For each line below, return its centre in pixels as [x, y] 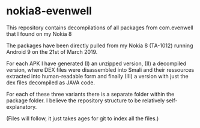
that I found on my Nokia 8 [39, 33]
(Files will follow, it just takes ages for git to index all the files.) [83, 118]
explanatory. [22, 106]
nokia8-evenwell [49, 11]
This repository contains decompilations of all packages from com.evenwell [100, 28]
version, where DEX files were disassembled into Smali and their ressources [100, 69]
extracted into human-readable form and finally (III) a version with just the [97, 76]
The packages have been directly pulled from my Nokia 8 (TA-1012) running [100, 45]
